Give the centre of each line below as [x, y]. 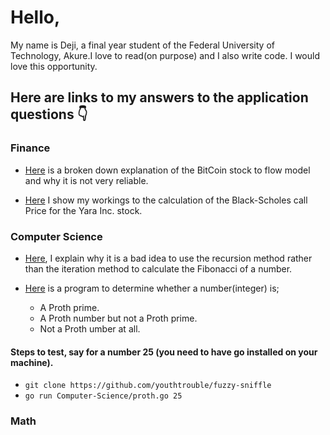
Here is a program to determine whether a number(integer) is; [152, 288]
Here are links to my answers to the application [159, 97]
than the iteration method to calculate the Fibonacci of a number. [158, 268]
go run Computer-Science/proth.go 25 [103, 396]
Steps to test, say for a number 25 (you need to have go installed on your [164, 352]
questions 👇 [49, 114]
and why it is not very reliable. [86, 180]
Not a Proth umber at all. [90, 328]
